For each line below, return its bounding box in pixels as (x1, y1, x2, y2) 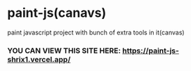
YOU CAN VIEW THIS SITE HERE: (7, 46, 121, 56)
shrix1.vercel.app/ (7, 54, 71, 64)
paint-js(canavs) (7, 5, 107, 21)
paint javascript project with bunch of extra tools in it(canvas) (7, 28, 185, 37)
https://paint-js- (122, 46, 179, 56)
